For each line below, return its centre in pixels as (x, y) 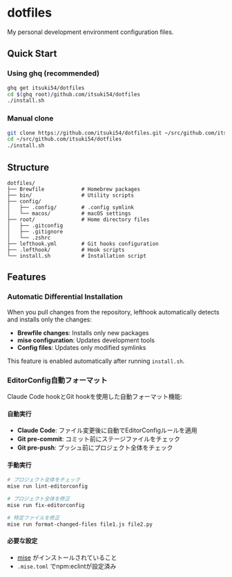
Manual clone (30, 118)
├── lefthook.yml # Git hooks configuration (83, 244)
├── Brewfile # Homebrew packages (74, 189)
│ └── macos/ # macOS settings (69, 213)
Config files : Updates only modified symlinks (81, 347)
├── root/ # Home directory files (78, 220)
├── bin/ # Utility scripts (71, 195)
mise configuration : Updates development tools (86, 340)
